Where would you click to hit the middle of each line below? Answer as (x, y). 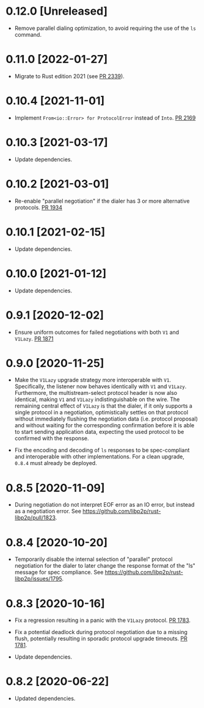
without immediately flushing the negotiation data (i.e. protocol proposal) (106, 419)
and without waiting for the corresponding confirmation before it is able (104, 425)
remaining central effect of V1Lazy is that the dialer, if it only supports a (104, 406)
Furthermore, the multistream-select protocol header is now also (96, 393)
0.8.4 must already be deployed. (56, 463)
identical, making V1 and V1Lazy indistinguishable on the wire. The (97, 399)
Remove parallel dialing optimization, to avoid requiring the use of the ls (105, 28)
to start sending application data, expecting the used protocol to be (99, 432)
